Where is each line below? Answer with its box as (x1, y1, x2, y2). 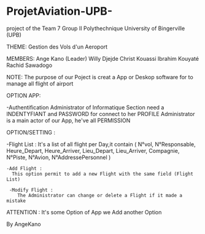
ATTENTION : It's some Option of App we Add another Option (6, 208, 162, 216)
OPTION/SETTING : (6, 128, 55, 136)
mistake (6, 198, 26, 204)
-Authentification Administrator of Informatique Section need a (6, 103, 164, 111)
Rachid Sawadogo (6, 61, 53, 69)
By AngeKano (6, 220, 41, 228)
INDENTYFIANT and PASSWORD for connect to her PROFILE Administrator (6, 110, 195, 117)
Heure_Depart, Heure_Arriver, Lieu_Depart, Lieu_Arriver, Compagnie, (6, 147, 180, 154)
